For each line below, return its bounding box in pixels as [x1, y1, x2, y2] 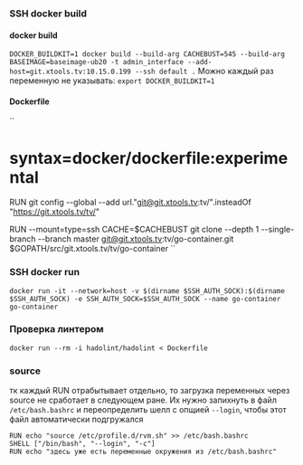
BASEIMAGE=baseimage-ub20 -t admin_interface [9, 58, 184, 67]
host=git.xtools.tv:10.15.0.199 [9, 67, 131, 77]
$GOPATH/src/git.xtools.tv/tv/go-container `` [9, 243, 176, 254]
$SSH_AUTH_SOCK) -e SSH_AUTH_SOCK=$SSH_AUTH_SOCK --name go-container [9, 294, 281, 303]
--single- [260, 224, 295, 235]
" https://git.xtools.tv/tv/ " [9, 206, 100, 217]
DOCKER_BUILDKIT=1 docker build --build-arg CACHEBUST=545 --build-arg [9, 50, 285, 59]
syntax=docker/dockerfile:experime [9, 147, 289, 168]
